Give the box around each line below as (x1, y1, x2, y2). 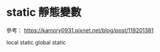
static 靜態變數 (6, 5, 82, 19)
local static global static (6, 39, 66, 46)
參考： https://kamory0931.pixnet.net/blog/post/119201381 (6, 27, 154, 34)
